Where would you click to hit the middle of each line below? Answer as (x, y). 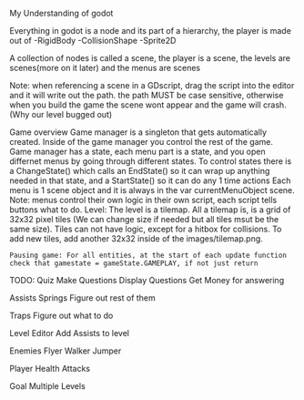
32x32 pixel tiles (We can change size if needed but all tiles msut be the (144, 219)
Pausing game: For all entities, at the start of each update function (148, 255)
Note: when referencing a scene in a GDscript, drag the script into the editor (152, 85)
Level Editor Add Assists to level (70, 333)
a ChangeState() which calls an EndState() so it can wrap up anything (140, 171)
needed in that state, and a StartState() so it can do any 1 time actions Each (150, 180)
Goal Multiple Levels (48, 386)
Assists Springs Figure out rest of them (83, 298)
